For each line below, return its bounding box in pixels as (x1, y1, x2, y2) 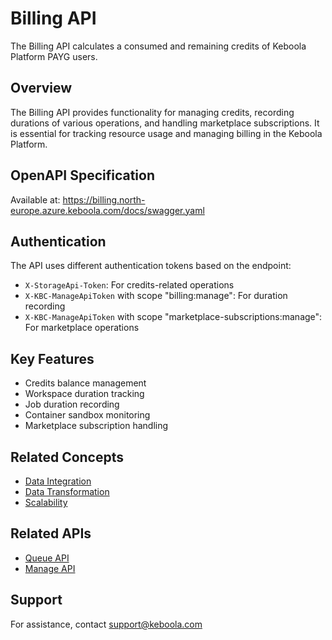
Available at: (10, 193, 61, 206)
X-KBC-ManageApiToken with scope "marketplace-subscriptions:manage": (24, 311, 323, 323)
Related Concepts (10, 448, 125, 466)
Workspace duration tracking (24, 388, 145, 400)
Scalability (24, 497, 68, 508)
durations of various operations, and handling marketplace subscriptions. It (10, 117, 320, 129)
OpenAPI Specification (10, 167, 156, 184)
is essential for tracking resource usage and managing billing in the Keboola (10, 127, 323, 139)
